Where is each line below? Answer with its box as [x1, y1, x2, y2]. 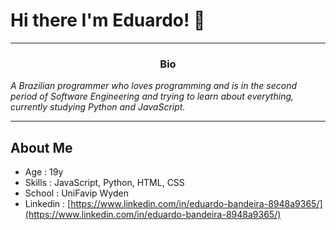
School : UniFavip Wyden [24, 187, 129, 199]
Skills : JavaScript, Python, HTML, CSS [24, 177, 185, 189]
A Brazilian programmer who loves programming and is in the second [10, 80, 298, 92]
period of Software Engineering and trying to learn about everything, [10, 90, 295, 103]
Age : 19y [24, 166, 64, 178]
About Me [10, 139, 73, 156]
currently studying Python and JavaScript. [10, 101, 186, 113]
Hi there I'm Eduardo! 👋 [10, 9, 206, 32]
